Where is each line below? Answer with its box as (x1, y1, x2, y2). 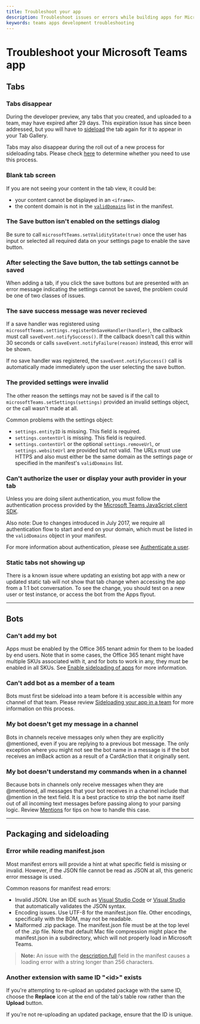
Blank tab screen (6, 171, 56, 179)
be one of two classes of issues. (6, 292, 86, 299)
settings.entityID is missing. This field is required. (14, 427, 141, 435)
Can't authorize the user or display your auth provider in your (6, 474, 187, 482)
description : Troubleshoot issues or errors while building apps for (6, 14, 183, 20)
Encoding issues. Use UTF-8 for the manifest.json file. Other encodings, (14, 909, 192, 916)
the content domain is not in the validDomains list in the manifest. (14, 202, 174, 210)
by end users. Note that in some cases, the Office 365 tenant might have (6, 651, 185, 658)
